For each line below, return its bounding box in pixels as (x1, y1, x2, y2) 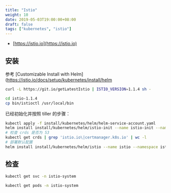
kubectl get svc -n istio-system (5, 174, 76, 179)
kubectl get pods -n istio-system (5, 183, 79, 188)
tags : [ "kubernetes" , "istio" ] (5, 27, 72, 32)
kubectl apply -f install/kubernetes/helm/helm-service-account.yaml (5, 120, 156, 126)
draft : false (5, 21, 33, 27)
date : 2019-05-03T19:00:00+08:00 (5, 17, 76, 22)
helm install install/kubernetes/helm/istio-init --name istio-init (5, 126, 154, 131)
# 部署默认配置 (5, 140, 33, 145)
